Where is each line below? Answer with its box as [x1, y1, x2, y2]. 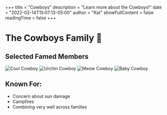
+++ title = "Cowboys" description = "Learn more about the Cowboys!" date [5, 4, 162, 10]
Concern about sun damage [12, 93, 70, 99]
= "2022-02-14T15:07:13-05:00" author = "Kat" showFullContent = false [5, 9, 154, 15]
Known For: [5, 80, 42, 88]
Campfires [12, 98, 34, 104]
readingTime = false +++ [5, 15, 56, 20]
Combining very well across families [12, 103, 87, 109]
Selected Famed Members [5, 52, 89, 60]
